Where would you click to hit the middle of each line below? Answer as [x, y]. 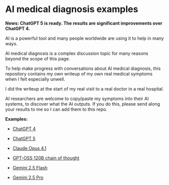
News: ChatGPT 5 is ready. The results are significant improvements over [84, 23]
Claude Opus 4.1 [30, 148]
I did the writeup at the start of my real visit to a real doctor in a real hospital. [84, 88]
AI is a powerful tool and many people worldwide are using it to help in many [84, 38]
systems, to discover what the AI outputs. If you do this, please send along [83, 104]
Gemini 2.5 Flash [30, 167]
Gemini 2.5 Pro [28, 177]
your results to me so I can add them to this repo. [56, 109]
